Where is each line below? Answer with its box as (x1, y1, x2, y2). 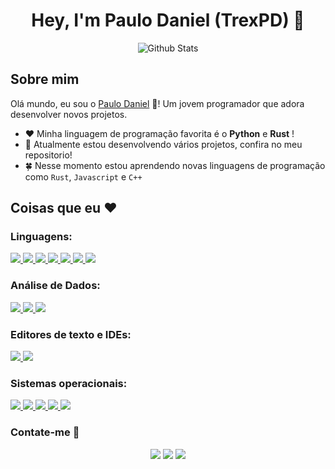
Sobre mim (10, 71, 80, 88)
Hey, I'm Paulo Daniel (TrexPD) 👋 (31, 9, 305, 32)
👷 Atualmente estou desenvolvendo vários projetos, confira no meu (24, 138, 303, 150)
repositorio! (24, 149, 73, 161)
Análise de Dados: (10, 279, 101, 293)
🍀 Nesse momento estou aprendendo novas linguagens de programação (24, 159, 326, 171)
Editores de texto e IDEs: (10, 327, 132, 341)
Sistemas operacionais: (10, 376, 128, 390)
